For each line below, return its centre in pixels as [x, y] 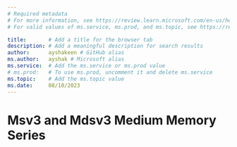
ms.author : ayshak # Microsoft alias [66, 59]
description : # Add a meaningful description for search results [105, 46]
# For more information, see [50, 20]
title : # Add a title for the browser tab [80, 39]
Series [26, 135]
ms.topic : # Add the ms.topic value [66, 79]
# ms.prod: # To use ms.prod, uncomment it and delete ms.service [110, 72]
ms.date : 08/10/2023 [44, 85]
